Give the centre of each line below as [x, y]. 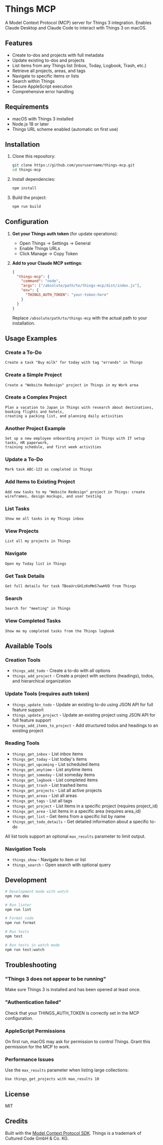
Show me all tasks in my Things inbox [44, 519]
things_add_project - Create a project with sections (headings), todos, [83, 676]
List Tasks [17, 508]
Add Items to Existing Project [40, 482]
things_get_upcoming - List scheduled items [56, 764]
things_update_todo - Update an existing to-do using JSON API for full [83, 704]
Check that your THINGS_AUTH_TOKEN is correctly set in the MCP [72, 1013]
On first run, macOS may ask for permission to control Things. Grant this [78, 1041]
